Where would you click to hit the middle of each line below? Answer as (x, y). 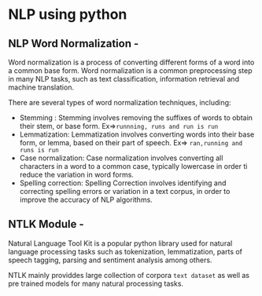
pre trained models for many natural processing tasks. (96, 283)
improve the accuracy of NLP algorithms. (86, 199)
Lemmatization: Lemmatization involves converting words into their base (137, 134)
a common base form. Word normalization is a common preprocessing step (131, 71)
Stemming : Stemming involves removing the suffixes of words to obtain (136, 118)
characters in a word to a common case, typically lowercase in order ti (133, 166)
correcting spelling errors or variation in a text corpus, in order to (125, 191)
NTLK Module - (46, 224)
